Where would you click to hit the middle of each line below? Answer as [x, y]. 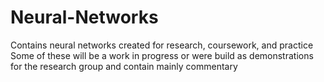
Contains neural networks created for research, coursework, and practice [162, 45]
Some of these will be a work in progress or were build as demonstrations [162, 55]
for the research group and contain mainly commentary [124, 66]
